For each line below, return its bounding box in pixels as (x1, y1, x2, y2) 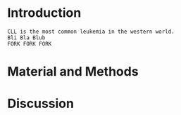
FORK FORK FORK (7, 40, 52, 47)
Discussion (7, 96, 74, 111)
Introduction (7, 5, 82, 21)
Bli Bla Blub (7, 34, 46, 41)
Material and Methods (7, 64, 139, 80)
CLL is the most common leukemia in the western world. (7, 28, 175, 35)
